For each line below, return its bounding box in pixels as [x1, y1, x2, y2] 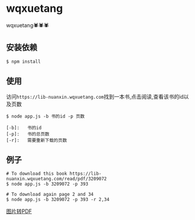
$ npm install [6, 59, 41, 64]
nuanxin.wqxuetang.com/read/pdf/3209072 [6, 176, 108, 182]
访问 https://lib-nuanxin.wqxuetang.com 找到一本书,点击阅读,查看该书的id [6, 93, 184, 100]
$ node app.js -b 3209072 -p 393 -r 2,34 [6, 197, 110, 203]
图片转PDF [6, 208, 32, 215]
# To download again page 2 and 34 [6, 192, 94, 198]
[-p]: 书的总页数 [6, 131, 50, 137]
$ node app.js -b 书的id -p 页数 [6, 113, 85, 119]
